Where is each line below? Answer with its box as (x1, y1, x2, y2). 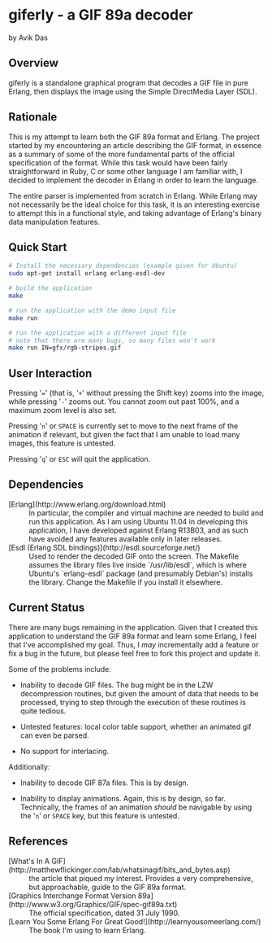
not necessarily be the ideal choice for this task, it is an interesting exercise (8, 200, 260, 209)
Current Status (8, 601, 85, 615)
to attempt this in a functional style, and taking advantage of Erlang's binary (8, 208, 262, 217)
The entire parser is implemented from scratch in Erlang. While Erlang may (8, 191, 258, 200)
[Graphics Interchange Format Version (8, 890, 136, 901)
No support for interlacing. (19, 746, 110, 756)
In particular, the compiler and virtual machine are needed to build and (28, 507, 264, 518)
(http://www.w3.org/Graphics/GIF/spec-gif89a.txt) (8, 899, 178, 909)
